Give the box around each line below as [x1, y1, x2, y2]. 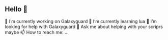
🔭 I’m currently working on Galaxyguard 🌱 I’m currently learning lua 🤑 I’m [5, 18, 157, 24]
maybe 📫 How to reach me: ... [5, 29, 69, 35]
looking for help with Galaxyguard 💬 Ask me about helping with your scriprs [5, 23, 163, 29]
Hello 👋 [5, 5, 28, 13]
